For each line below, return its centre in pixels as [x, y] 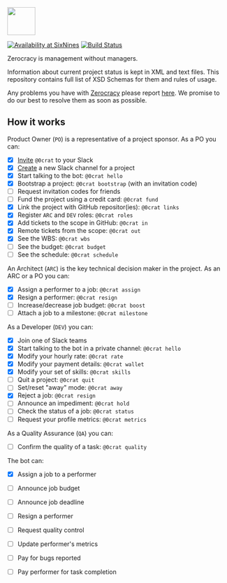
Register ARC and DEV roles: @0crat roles [75, 215]
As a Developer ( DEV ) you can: [50, 326]
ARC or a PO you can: [38, 275]
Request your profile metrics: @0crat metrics [82, 419]
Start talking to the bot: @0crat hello [70, 175]
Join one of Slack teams [52, 340]
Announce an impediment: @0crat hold [73, 403]
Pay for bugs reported [49, 558]
